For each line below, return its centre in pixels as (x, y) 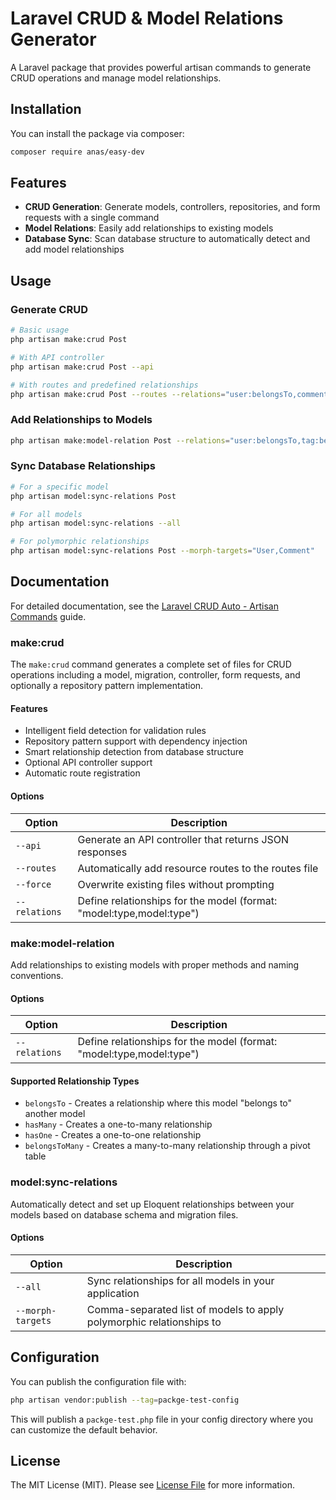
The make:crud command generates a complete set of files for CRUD (151, 664)
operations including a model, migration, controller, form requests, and (155, 675)
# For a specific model (60, 487)
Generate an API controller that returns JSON (183, 839)
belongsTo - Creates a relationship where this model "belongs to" (158, 1103)
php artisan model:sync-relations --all (96, 523)
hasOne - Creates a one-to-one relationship (113, 1135)
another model (55, 1114)
